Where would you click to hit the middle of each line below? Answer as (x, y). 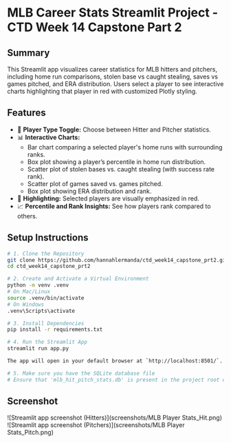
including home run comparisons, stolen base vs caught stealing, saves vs (113, 76)
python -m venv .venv (38, 285)
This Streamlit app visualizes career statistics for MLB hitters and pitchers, (112, 69)
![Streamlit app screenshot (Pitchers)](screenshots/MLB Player (96, 425)
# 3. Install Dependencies (46, 323)
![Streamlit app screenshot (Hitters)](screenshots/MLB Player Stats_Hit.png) (114, 418)
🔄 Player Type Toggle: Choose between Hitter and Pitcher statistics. (114, 130)
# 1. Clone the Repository (46, 254)
